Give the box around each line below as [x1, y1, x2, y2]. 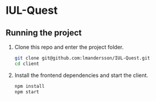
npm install [14, 83, 45, 89]
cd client [14, 61, 40, 67]
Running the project [5, 28, 82, 38]
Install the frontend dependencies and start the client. [14, 72, 149, 79]
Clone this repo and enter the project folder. [14, 43, 124, 50]
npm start [14, 88, 40, 95]
